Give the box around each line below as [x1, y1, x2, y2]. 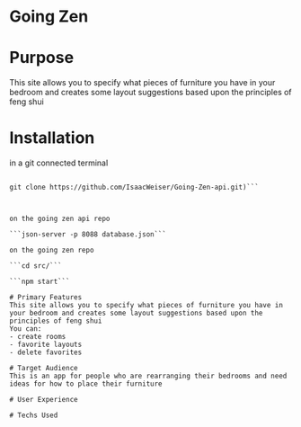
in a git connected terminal [9, 157, 109, 168]
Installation [9, 128, 95, 148]
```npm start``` [9, 277, 70, 287]
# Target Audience [9, 364, 78, 373]
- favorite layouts [9, 340, 83, 350]
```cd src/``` [9, 262, 63, 271]
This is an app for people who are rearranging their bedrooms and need [9, 371, 288, 381]
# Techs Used [9, 411, 58, 420]
